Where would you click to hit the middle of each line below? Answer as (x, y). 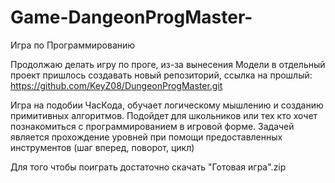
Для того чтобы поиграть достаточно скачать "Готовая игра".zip (148, 167)
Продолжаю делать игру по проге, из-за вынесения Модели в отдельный (168, 64)
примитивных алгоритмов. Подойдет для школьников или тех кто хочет (164, 115)
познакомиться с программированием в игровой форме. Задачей (152, 126)
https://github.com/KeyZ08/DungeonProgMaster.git (116, 85)
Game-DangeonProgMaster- (131, 17)
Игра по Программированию (73, 45)
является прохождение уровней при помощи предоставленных (146, 137)
